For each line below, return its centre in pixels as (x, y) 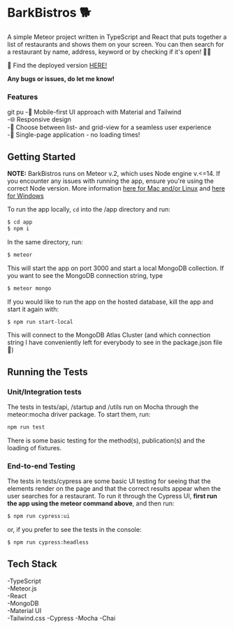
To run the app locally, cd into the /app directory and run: (89, 209)
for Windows (25, 196)
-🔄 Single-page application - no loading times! (74, 135)
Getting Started (42, 157)
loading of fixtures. (35, 447)
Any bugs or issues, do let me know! (61, 79)
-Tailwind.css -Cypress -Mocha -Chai (61, 618)
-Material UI (24, 610)
